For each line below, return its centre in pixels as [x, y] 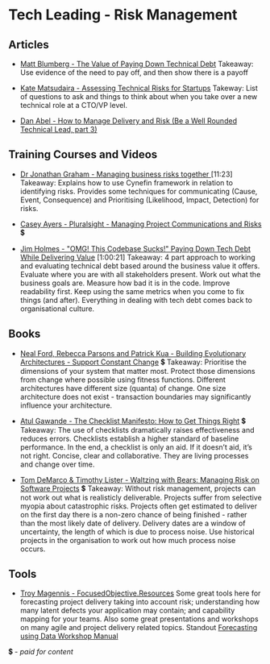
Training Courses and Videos [83, 155]
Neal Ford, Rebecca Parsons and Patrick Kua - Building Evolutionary [133, 353]
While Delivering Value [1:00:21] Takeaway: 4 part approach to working [137, 257]
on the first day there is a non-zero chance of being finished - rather [133, 514]
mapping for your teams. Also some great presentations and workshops [139, 619]
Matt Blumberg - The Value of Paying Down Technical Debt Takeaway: [137, 64]
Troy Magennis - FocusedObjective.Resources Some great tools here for [140, 593]
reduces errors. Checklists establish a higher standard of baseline [129, 438]
